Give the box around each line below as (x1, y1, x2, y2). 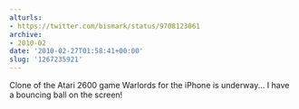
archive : (9, 30, 43, 39)
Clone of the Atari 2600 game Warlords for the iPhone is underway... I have (9, 80, 290, 90)
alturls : (9, 13, 43, 23)
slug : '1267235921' (9, 55, 83, 64)
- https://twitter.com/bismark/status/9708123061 (9, 22, 201, 31)
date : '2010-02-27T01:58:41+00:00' (9, 47, 144, 56)
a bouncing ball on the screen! (9, 89, 123, 100)
